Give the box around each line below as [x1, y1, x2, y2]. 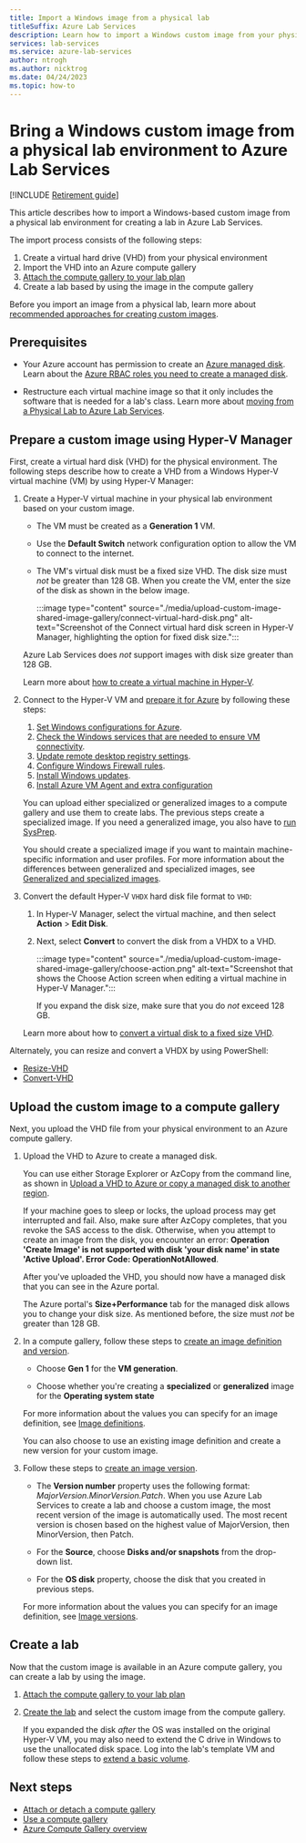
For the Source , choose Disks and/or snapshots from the [36, 1547, 253, 1557]
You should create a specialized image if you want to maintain [22, 844, 255, 855]
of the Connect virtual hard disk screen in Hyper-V [104, 622, 294, 633]
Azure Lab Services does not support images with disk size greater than [22, 649, 294, 661]
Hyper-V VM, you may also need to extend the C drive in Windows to [22, 1734, 281, 1745]
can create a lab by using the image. [9, 1671, 146, 1682]
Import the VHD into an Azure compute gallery [22, 262, 197, 273]
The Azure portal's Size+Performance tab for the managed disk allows [22, 1299, 290, 1309]
